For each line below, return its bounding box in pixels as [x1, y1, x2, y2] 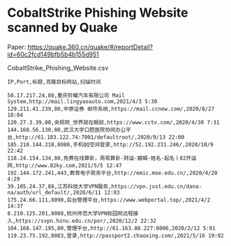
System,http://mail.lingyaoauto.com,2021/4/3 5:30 [7, 98, 158, 105]
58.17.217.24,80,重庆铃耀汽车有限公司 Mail [7, 92, 126, 99]
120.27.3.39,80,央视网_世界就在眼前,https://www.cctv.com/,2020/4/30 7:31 [7, 118, 220, 126]
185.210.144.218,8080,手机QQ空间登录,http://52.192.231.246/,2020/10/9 [7, 141, 214, 148]
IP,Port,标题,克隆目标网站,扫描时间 [7, 78, 101, 85]
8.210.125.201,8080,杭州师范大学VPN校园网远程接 [7, 210, 139, 217]
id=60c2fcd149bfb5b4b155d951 [7, 50, 99, 59]
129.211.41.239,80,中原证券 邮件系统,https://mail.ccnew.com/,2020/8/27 [7, 105, 215, 112]
